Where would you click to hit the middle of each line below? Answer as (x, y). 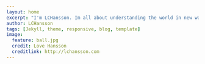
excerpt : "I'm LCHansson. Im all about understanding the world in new (99, 18)
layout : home (23, 12)
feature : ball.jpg (35, 40)
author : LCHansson (30, 23)
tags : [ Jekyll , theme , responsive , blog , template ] (73, 29)
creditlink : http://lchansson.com (56, 52)
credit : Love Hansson (39, 46)
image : (15, 35)
